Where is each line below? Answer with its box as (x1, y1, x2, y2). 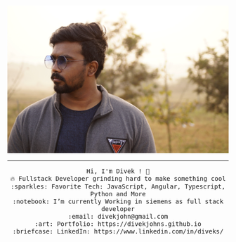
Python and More (90, 190, 146, 198)
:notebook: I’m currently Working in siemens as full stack (12, 198, 224, 205)
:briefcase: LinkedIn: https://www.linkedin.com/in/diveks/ (12, 227, 224, 236)
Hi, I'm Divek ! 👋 (86, 167, 150, 175)
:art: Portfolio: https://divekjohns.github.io (34, 220, 202, 228)
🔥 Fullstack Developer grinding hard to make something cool (10, 174, 226, 183)
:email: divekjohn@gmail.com (67, 212, 169, 221)
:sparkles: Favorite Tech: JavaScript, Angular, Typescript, (10, 183, 226, 191)
